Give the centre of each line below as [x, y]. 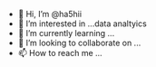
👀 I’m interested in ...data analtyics [82, 24]
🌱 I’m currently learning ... [66, 33]
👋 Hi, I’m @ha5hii [50, 14]
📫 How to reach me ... [60, 53]
